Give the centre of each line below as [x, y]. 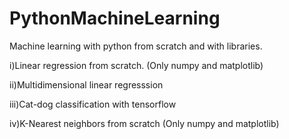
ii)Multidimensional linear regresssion [86, 84]
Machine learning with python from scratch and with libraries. [136, 46]
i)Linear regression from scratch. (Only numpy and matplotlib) [136, 65]
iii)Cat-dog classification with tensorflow [93, 104]
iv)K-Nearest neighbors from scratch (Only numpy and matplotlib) [144, 123]
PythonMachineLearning [115, 18]
